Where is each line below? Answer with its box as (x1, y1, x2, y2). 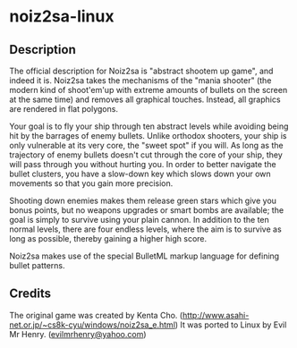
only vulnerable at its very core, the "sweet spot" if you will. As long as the (9, 140, 284, 150)
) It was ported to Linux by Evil (174, 319, 287, 330)
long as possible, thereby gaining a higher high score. (9, 233, 208, 243)
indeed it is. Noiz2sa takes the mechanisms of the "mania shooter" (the (9, 75, 272, 86)
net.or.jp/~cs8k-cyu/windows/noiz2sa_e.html (9, 319, 176, 330)
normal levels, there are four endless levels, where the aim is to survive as (9, 224, 282, 234)
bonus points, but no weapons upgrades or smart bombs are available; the (9, 205, 284, 216)
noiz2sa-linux (9, 6, 115, 27)
